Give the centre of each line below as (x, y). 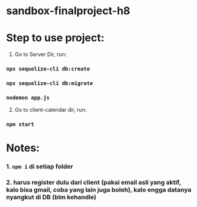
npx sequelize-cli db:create (48, 69)
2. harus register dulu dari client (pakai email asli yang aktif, (94, 183)
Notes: (23, 148)
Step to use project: (55, 38)
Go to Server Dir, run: (41, 54)
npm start (20, 124)
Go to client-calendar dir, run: (51, 110)
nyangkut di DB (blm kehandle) (51, 198)
